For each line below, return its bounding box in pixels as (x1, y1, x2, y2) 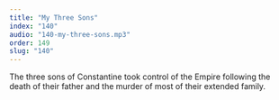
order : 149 (9, 38, 50, 48)
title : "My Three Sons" (9, 13, 99, 23)
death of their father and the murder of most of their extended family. (9, 81, 266, 92)
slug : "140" (9, 47, 54, 56)
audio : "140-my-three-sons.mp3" (9, 30, 130, 39)
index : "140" (9, 22, 58, 31)
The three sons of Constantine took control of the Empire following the (9, 71, 271, 82)
